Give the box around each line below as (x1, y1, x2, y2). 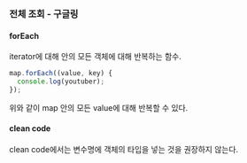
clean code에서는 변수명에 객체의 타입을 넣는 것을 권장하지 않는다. (9, 144, 239, 154)
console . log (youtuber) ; (17, 77, 104, 86)
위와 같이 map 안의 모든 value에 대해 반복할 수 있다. (9, 102, 189, 113)
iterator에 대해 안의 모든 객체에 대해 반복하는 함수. (9, 51, 181, 62)
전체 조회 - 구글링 (9, 7, 79, 19)
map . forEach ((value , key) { (9, 69, 113, 78)
